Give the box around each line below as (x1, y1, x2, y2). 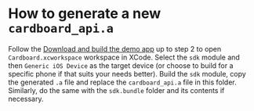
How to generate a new (8, 5, 161, 23)
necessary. (8, 94, 45, 103)
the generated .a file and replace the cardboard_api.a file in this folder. (8, 77, 237, 87)
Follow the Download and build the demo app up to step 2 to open (8, 44, 222, 53)
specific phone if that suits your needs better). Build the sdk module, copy (8, 69, 247, 78)
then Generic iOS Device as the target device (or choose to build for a (8, 60, 234, 70)
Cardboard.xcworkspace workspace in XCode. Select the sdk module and (8, 52, 241, 62)
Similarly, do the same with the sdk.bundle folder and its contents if (8, 85, 225, 95)
